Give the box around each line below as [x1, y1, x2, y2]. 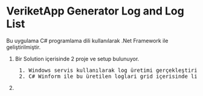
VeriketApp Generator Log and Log [6, 4, 184, 18]
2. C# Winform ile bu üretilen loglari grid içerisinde [19, 72, 188, 80]
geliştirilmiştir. [6, 43, 41, 51]
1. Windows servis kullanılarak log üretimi [19, 66, 153, 74]
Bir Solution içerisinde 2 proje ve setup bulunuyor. [14, 55, 140, 62]
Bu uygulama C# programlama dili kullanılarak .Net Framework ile [6, 37, 169, 44]
